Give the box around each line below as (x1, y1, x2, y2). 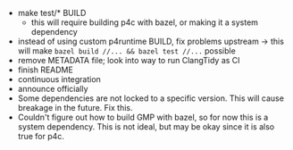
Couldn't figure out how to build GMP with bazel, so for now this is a (17, 112, 269, 122)
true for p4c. (17, 131, 65, 141)
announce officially (17, 84, 88, 94)
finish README (17, 64, 73, 75)
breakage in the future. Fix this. (17, 103, 133, 112)
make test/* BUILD (17, 8, 87, 18)
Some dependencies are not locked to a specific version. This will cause (17, 93, 284, 104)
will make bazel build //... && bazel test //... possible (17, 46, 237, 56)
